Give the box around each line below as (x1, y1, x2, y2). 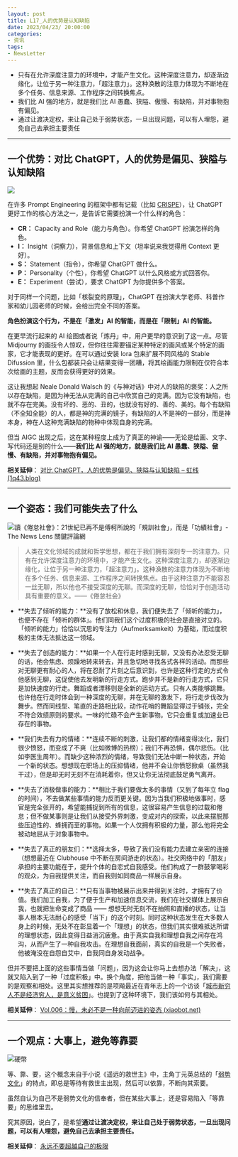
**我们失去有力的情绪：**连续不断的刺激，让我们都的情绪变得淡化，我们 (17, 734, 229, 743)
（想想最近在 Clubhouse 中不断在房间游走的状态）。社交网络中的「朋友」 (17, 854, 230, 862)
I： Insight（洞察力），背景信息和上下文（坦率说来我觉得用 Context (17, 242, 212, 250)
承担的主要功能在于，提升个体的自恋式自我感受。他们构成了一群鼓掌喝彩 (17, 862, 229, 871)
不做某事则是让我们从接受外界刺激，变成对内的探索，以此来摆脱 (36, 812, 223, 820)
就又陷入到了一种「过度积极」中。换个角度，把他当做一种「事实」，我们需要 (7, 972, 228, 981)
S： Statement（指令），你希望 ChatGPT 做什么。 (17, 259, 161, 268)
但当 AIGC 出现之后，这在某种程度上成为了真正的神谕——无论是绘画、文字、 (7, 433, 231, 441)
